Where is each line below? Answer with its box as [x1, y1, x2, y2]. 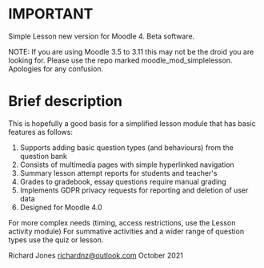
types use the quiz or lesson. [8, 234, 104, 245]
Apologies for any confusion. [8, 63, 104, 73]
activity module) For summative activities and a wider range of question [8, 226, 245, 236]
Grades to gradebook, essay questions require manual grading [19, 177, 226, 186]
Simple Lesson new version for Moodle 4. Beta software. [8, 31, 195, 41]
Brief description [8, 92, 122, 111]
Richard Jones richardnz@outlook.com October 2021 [8, 250, 184, 260]
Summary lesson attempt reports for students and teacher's [19, 168, 218, 177]
